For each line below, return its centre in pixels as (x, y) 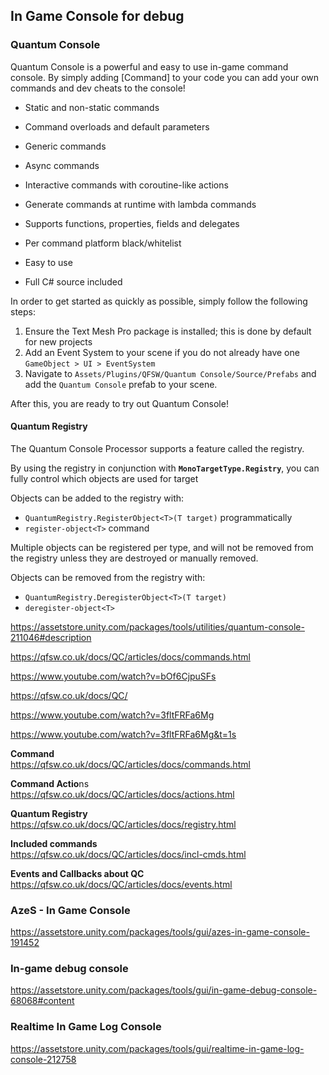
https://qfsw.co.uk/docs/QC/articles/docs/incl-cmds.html (128, 854)
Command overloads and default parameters (117, 126)
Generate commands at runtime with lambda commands (140, 204)
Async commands (62, 165)
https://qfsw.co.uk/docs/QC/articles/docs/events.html (121, 884)
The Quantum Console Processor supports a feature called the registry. (157, 448)
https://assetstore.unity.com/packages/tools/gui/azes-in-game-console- (160, 932)
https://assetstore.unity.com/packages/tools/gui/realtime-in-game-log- (157, 1048)
